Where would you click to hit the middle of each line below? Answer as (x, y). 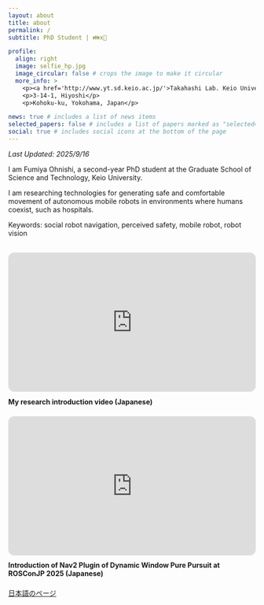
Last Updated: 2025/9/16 (49, 153)
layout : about (31, 15)
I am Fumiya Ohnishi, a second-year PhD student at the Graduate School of (130, 169)
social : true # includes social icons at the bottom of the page (117, 132)
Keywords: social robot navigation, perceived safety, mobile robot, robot (125, 224)
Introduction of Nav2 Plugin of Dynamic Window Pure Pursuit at (114, 565)
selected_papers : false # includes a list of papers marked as (114, 124)
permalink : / (29, 30)
